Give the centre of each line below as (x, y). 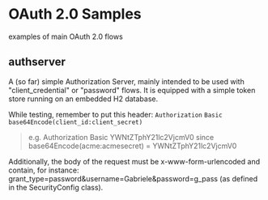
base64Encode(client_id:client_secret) (76, 122)
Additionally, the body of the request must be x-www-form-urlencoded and (134, 161)
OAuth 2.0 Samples (75, 14)
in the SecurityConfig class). (56, 187)
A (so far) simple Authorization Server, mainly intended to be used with (126, 81)
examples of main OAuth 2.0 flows (66, 36)
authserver (37, 62)
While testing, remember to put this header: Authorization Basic (115, 114)
